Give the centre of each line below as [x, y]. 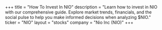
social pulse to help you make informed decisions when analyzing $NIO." [78, 17]
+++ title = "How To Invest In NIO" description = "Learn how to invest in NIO [81, 7]
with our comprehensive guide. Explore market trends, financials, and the [78, 12]
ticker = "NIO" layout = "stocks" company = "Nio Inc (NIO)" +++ [69, 22]
